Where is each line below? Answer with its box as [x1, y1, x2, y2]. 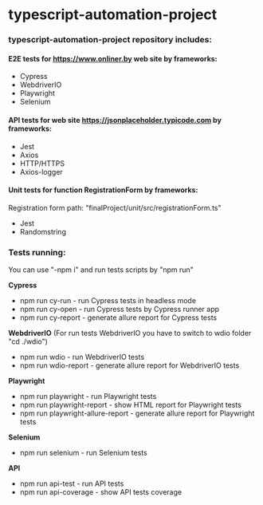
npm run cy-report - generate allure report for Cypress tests [19, 313, 218, 322]
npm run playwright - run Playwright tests [19, 392, 157, 401]
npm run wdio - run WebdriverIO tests [19, 353, 145, 362]
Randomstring [19, 227, 66, 236]
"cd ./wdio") [8, 337, 48, 346]
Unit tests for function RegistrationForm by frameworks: [8, 185, 198, 195]
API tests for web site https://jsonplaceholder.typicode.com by [8, 115, 222, 124]
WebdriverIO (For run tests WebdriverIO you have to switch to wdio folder [8, 329, 252, 338]
